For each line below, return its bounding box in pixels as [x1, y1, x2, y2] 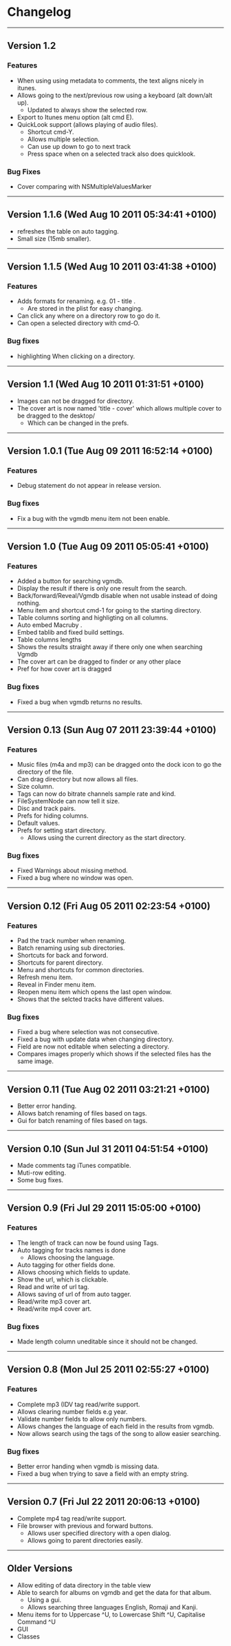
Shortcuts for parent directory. [16, 958, 104, 967]
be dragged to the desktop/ [16, 411, 96, 420]
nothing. [16, 599, 41, 607]
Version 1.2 [7, 40, 56, 52]
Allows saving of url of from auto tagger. [16, 1290, 132, 1298]
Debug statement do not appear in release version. [16, 482, 162, 490]
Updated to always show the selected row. [27, 105, 148, 114]
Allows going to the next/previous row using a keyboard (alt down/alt [16, 91, 213, 99]
